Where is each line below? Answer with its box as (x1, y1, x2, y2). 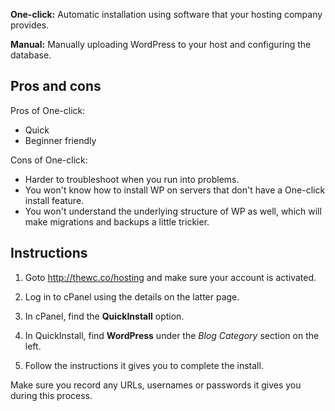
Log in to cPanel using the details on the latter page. (24, 290, 240, 303)
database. (10, 49, 52, 61)
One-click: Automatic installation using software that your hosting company (10, 9, 323, 20)
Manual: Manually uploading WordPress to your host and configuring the (10, 39, 312, 50)
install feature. (24, 194, 85, 206)
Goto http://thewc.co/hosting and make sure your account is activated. (24, 271, 317, 283)
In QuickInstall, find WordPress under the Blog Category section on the (24, 329, 320, 341)
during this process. (10, 389, 93, 401)
